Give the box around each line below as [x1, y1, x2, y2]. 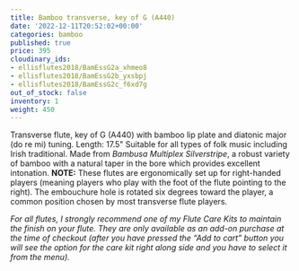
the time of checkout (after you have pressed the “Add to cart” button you [10, 232, 285, 243]
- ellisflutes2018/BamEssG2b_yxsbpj [10, 72, 147, 81]
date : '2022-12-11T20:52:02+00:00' [10, 22, 144, 31]
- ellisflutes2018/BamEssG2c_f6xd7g [10, 80, 147, 89]
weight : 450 [10, 105, 55, 114]
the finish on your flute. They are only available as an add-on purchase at [10, 223, 285, 234]
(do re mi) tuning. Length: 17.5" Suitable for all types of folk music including [10, 139, 288, 150]
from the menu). [10, 252, 70, 263]
